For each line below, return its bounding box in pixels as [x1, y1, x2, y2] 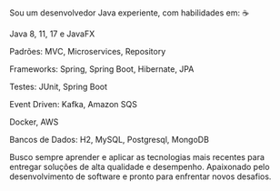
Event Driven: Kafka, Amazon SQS [9, 99, 138, 109]
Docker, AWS [9, 116, 59, 127]
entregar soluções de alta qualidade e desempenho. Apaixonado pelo [9, 162, 270, 172]
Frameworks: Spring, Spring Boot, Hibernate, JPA [9, 64, 195, 75]
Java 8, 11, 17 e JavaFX [9, 28, 95, 39]
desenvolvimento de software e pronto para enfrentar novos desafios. [9, 171, 272, 182]
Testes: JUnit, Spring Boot [9, 81, 107, 92]
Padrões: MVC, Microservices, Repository [9, 46, 166, 56]
